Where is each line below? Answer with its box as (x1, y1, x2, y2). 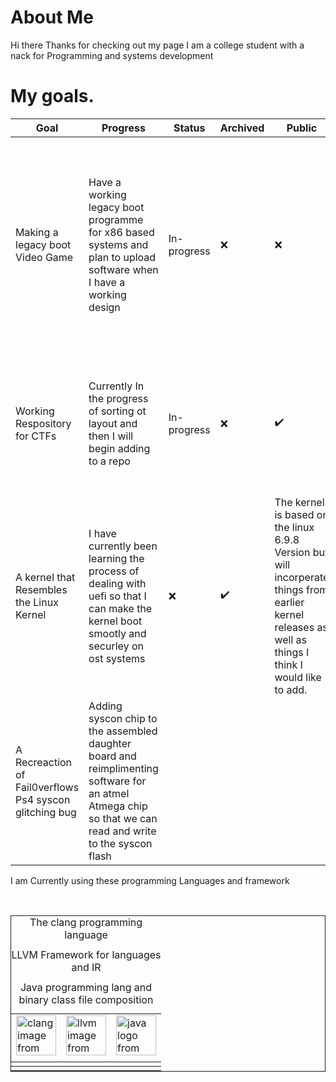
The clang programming (29, 915, 143, 929)
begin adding (88, 441, 151, 455)
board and (88, 749, 137, 763)
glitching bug (15, 805, 77, 819)
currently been (88, 539, 158, 553)
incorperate (274, 570, 330, 584)
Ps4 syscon (15, 792, 71, 806)
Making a (15, 225, 59, 239)
